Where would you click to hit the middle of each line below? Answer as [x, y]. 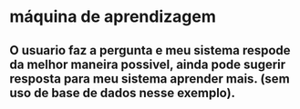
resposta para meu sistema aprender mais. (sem [150, 79]
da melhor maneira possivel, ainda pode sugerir [148, 64]
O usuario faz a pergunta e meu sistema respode [150, 50]
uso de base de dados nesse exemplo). [122, 93]
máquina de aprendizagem [113, 17]
